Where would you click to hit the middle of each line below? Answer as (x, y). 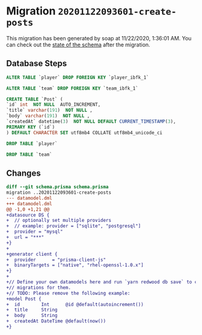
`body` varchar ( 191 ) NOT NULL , (48, 116)
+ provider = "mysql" (35, 232)
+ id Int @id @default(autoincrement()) (75, 304)
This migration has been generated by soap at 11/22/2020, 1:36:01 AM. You (99, 38)
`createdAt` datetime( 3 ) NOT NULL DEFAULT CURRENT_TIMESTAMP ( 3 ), (91, 121)
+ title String (32, 310)
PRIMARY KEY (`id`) (31, 127)
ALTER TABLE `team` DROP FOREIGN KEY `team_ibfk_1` (72, 88)
